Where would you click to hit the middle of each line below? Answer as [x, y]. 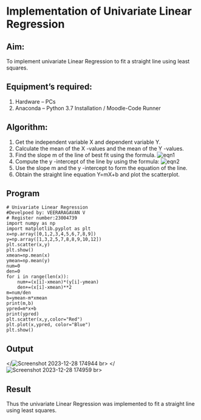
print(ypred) [23, 314]
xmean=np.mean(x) [28, 255]
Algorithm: [27, 127]
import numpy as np [31, 224]
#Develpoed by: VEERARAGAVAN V [46, 213]
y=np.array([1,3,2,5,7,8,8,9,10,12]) [54, 240]
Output [20, 349]
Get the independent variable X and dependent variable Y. [88, 142]
